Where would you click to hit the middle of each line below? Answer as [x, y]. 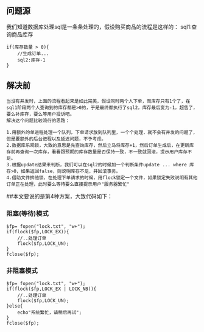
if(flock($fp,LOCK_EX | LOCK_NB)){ [51, 289]
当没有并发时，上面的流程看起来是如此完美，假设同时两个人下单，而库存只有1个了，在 [98, 101]
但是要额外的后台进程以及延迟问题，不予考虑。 [56, 139]
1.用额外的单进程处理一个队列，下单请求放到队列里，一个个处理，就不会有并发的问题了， [102, 132]
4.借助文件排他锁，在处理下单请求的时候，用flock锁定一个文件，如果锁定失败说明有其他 [102, 178]
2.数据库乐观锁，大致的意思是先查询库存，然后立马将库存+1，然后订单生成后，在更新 [98, 145]
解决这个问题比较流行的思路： [38, 121]
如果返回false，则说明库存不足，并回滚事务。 [71, 171]
